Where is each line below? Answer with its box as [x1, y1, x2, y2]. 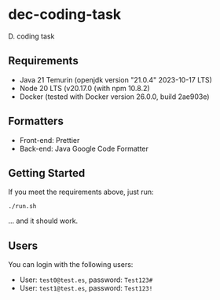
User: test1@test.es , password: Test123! [19, 284, 153, 293]
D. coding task [8, 31, 55, 41]
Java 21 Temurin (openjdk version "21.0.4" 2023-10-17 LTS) [19, 75, 212, 84]
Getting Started [8, 166, 86, 180]
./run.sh [8, 203, 37, 210]
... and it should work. [8, 216, 79, 225]
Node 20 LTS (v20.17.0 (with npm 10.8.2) [19, 83, 151, 93]
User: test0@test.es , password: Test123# [19, 275, 153, 284]
